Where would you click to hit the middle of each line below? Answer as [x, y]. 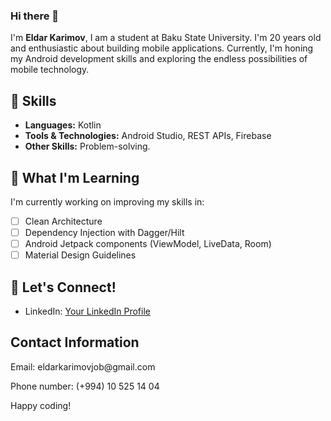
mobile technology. [50, 70]
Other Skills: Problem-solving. [87, 146]
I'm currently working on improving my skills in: [107, 201]
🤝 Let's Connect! [63, 287]
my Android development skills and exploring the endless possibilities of [159, 59]
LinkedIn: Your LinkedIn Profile [87, 311]
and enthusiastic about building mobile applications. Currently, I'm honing [162, 48]
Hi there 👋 [35, 16]
